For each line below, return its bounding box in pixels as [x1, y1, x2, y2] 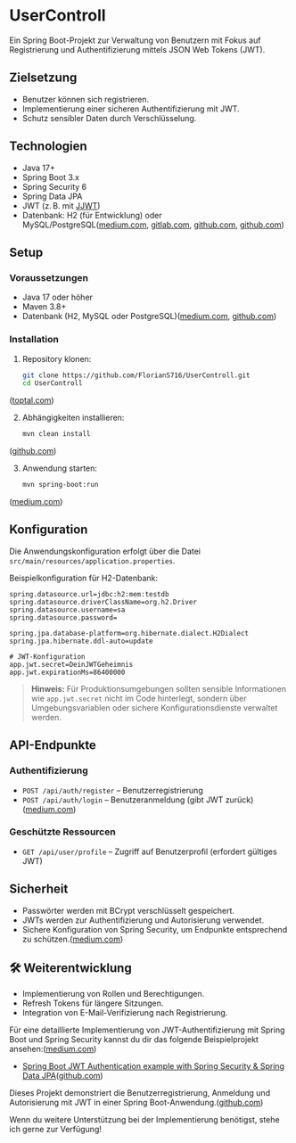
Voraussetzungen [9, 271, 89, 284]
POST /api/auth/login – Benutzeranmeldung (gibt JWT [21, 794, 224, 805]
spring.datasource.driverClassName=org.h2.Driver [9, 597, 198, 606]
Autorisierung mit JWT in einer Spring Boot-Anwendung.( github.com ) [9, 1098, 264, 1108]
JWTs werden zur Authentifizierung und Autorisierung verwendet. [21, 915, 265, 925]
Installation [9, 333, 60, 346]
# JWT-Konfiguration [9, 652, 86, 661]
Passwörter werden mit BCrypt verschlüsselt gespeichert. [21, 905, 234, 916]
